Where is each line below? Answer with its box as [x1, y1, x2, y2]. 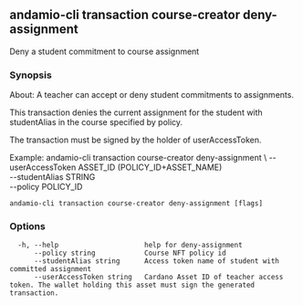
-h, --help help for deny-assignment [17, 241, 244, 250]
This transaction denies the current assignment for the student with [9, 107, 263, 118]
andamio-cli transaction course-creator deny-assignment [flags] [9, 199, 263, 208]
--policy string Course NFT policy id [33, 248, 226, 258]
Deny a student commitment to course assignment [9, 46, 200, 57]
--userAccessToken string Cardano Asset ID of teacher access [33, 273, 284, 282]
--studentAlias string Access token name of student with [33, 257, 280, 266]
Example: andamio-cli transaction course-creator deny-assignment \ [9, 152, 267, 163]
